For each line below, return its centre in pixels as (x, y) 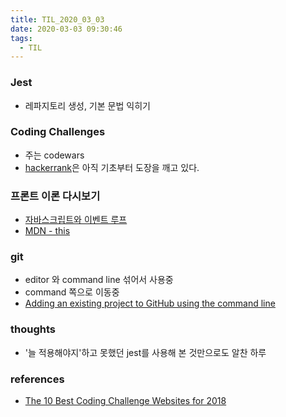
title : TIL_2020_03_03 (57, 19)
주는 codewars (54, 155)
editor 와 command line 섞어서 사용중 (99, 280)
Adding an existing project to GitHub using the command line (150, 303)
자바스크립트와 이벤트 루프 (76, 220)
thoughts (33, 329)
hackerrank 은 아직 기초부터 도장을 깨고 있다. (112, 167)
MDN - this (47, 231)
